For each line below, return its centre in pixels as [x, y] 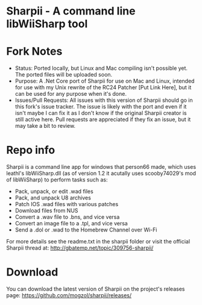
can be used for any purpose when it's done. [71, 94]
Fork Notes [34, 52]
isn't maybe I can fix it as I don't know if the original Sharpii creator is [101, 113]
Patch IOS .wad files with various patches [67, 204]
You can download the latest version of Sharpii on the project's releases [96, 289]
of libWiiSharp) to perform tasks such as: [57, 180]
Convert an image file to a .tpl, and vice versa [71, 224]
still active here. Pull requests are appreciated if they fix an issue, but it [103, 119]
